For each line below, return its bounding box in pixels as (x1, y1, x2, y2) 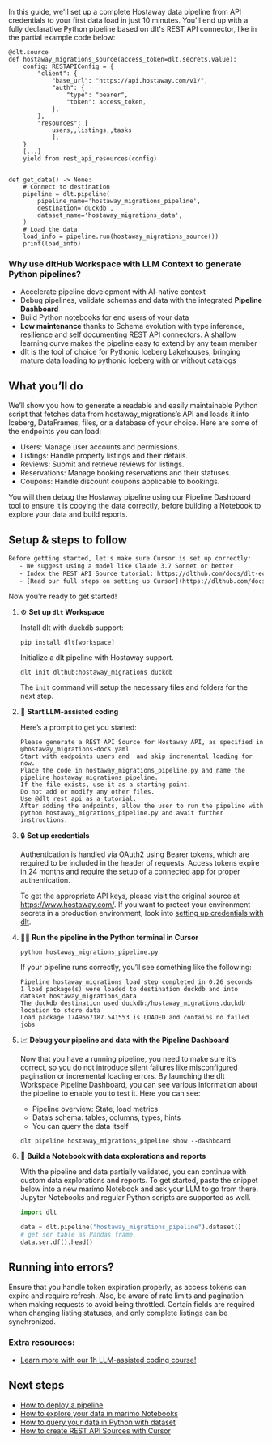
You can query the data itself (32, 1122, 129, 1131)
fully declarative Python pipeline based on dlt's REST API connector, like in (8, 24, 257, 33)
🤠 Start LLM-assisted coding (19, 707, 119, 717)
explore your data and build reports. (8, 509, 128, 519)
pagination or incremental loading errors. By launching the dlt (19, 1071, 225, 1081)
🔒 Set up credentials (19, 831, 90, 841)
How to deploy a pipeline (19, 1400, 104, 1410)
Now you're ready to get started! (8, 591, 117, 602)
